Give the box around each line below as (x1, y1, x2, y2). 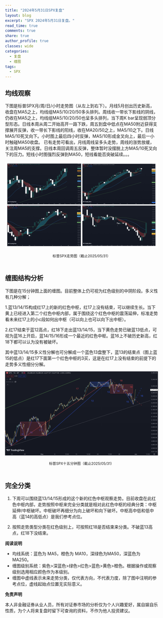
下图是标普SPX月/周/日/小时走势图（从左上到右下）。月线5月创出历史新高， (5, 102, 154, 109)
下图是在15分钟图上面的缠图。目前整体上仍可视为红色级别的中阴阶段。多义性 (5, 288, 158, 294)
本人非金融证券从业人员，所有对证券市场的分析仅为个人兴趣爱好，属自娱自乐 (5, 601, 158, 607)
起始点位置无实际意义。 (37, 581, 85, 587)
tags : (5, 64, 16, 69)
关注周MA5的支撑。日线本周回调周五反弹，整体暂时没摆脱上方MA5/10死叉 (5, 145, 153, 151)
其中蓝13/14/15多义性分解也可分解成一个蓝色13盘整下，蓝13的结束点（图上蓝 (5, 349, 158, 355)
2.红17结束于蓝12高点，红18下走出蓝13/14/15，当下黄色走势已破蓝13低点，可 (5, 327, 157, 333)
